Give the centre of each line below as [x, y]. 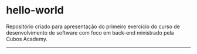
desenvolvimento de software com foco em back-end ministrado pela [90, 32]
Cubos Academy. [27, 39]
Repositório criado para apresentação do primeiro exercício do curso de [93, 26]
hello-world [35, 10]
